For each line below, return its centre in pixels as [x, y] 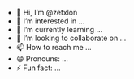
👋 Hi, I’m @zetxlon [47, 12]
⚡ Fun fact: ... [38, 68]
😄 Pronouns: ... [42, 59]
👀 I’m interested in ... [50, 21]
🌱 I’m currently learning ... [59, 29]
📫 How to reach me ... [54, 47]
